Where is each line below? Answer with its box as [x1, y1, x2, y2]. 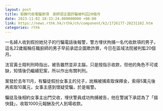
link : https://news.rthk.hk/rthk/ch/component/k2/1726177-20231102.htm [5, 20, 153, 26]
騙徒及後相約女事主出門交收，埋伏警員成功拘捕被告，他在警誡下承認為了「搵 [5, 94, 158, 100]
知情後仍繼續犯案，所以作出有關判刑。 [13, 68, 90, 74]
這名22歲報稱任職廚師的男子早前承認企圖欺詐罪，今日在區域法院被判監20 [5, 45, 152, 51]
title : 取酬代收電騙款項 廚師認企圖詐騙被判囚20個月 [5, 12, 101, 17]
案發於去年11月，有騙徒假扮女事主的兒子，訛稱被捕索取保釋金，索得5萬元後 [5, 78, 156, 84]
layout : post [5, 7, 32, 12]
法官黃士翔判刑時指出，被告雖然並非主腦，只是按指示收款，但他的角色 [5, 62, 146, 68]
